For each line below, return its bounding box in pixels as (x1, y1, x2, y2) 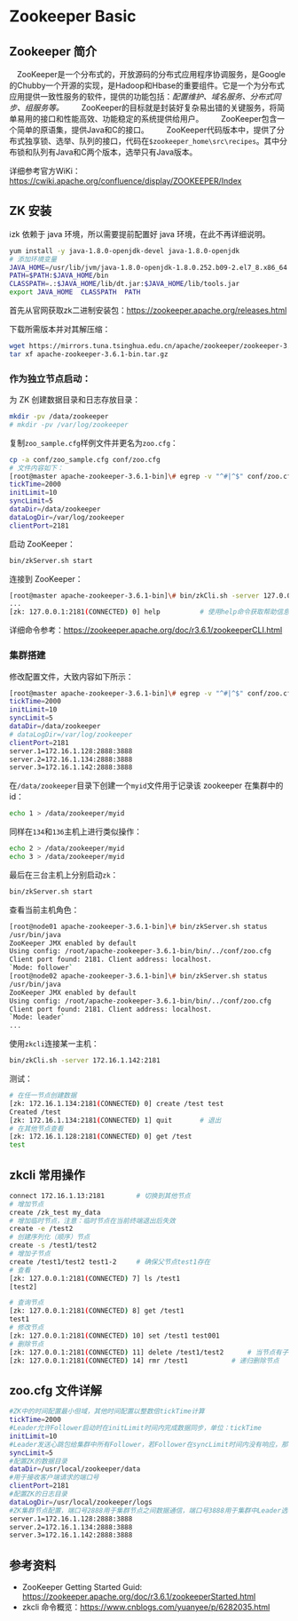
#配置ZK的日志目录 (9, 1490, 68, 1498)
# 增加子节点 (9, 1250, 51, 1259)
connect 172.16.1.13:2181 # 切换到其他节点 (9, 1191, 191, 1200)
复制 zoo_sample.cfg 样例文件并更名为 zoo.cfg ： (9, 437, 179, 448)
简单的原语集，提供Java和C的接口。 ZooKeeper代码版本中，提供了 (16, 124, 278, 135)
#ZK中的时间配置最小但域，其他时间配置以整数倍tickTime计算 (9, 1407, 206, 1416)
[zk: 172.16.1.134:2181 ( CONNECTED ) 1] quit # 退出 (9, 1116, 222, 1124)
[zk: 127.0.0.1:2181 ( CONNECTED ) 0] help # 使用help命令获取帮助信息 (9, 608, 290, 616)
